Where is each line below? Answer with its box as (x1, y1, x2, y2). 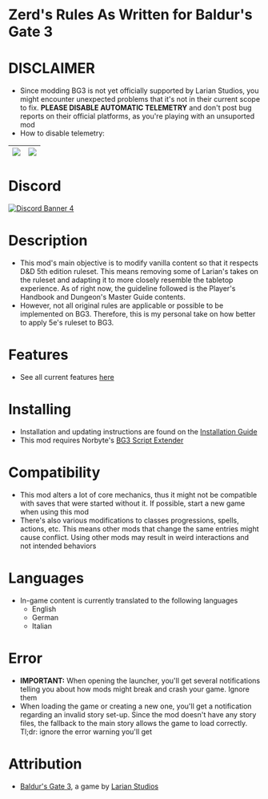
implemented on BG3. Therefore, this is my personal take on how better (19, 309, 256, 318)
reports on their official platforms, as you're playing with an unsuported (19, 111, 254, 121)
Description (8, 232, 88, 250)
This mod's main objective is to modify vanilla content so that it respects (19, 258, 258, 268)
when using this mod (19, 506, 90, 516)
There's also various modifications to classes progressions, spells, (19, 515, 239, 525)
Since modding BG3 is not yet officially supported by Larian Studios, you (19, 86, 259, 95)
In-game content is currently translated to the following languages (19, 595, 238, 605)
